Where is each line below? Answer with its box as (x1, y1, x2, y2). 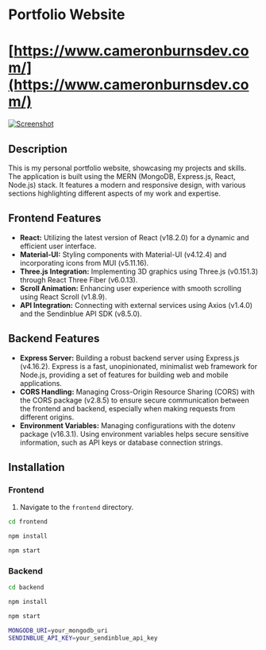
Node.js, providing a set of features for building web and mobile (19, 370, 229, 379)
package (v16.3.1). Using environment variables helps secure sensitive (19, 429, 249, 438)
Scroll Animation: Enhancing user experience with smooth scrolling (19, 283, 242, 293)
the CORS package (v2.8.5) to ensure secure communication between (19, 395, 249, 405)
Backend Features (8, 332, 100, 345)
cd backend (8, 583, 44, 592)
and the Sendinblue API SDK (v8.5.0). (19, 309, 142, 318)
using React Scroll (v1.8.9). (19, 292, 107, 302)
